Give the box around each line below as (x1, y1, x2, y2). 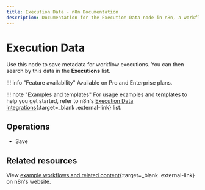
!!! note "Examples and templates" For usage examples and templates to (6, 91, 187, 98)
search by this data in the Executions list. (6, 68, 111, 75)
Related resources (6, 155, 77, 166)
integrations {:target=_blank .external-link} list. (6, 104, 122, 111)
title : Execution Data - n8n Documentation (6, 9, 119, 15)
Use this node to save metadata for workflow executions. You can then (6, 61, 184, 68)
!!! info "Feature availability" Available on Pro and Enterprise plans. (6, 79, 173, 86)
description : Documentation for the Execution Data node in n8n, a (6, 15, 182, 21)
